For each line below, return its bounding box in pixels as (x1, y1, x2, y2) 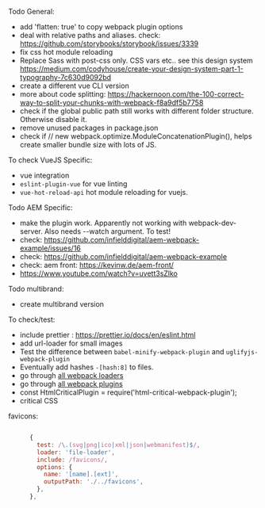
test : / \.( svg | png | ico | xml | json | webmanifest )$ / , (36, 441, 201, 449)
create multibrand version (19, 300, 105, 308)
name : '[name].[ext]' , (43, 471, 119, 479)
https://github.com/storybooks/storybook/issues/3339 (19, 39, 199, 48)
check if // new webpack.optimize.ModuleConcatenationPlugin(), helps (19, 132, 252, 141)
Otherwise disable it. (19, 115, 87, 124)
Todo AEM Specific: (8, 203, 73, 212)
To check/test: (8, 315, 56, 324)
